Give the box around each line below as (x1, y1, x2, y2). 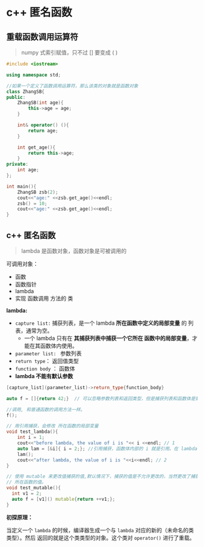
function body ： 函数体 (15, 365, 75, 372)
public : (6, 94, 26, 100)
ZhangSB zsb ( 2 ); (17, 189, 59, 195)
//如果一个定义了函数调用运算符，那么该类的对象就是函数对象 (6, 83, 138, 89)
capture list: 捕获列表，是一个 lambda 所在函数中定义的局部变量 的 (15, 319, 187, 327)
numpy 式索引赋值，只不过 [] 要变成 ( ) (21, 49, 118, 56)
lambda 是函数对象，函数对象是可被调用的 (21, 247, 127, 254)
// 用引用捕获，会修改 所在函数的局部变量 (6, 423, 99, 429)
